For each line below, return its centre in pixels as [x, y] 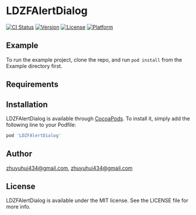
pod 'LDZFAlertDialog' [34, 135]
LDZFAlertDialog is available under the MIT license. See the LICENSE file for [97, 200]
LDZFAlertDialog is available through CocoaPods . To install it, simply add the [98, 118]
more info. [18, 207]
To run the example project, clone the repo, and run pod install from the [94, 59]
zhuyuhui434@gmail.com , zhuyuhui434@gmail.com [69, 168]
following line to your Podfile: [41, 125]
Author [19, 154]
